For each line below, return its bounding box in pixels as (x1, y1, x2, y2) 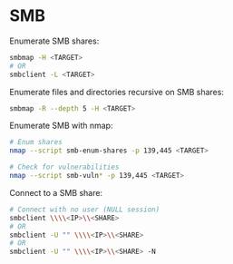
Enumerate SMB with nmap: (9, 120, 113, 132)
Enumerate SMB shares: (9, 35, 100, 46)
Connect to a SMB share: (9, 187, 102, 198)
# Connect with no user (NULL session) (9, 205, 160, 214)
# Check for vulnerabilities (9, 162, 120, 172)
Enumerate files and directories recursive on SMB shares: (9, 86, 225, 97)
